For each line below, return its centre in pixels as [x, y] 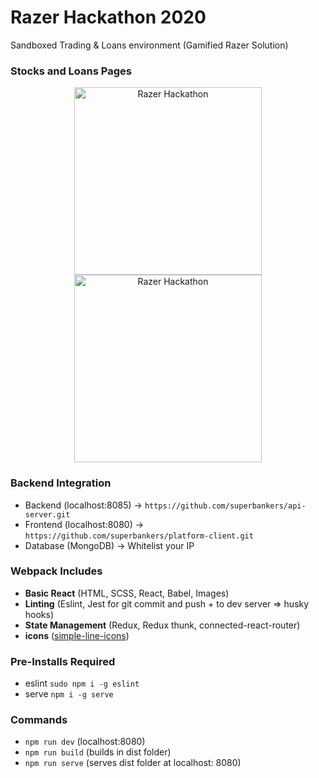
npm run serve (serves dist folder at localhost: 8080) [133, 763]
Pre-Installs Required [63, 661]
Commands [39, 720]
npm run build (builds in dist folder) [98, 752]
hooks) [39, 614]
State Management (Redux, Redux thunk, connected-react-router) [162, 625]
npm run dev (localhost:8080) [85, 742]
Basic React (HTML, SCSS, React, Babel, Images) [127, 593]
